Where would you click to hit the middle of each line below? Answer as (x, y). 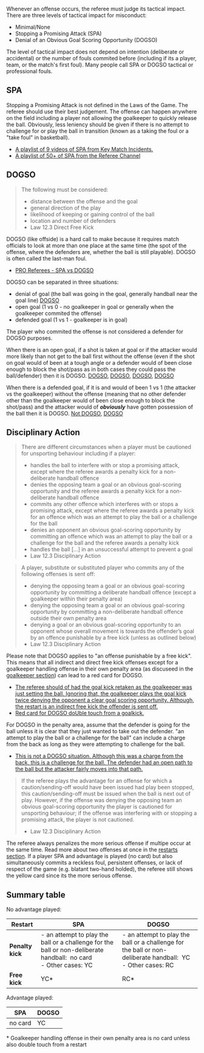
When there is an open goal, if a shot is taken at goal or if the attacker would (102, 350)
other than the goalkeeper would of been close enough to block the (90, 400)
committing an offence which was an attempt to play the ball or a (111, 537)
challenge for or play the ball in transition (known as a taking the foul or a (98, 131)
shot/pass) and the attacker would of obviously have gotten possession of (100, 407)
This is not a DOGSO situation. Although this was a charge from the (99, 756)
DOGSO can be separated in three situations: (63, 282)
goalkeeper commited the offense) (58, 313)
